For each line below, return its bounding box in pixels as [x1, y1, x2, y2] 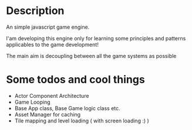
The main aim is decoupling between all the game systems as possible [6, 52, 177, 59]
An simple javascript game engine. [6, 23, 90, 30]
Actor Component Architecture [14, 92, 89, 99]
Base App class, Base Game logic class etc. [14, 104, 120, 112]
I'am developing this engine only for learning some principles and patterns [6, 35, 186, 42]
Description [6, 4, 65, 18]
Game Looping [14, 98, 50, 105]
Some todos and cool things [6, 73, 145, 86]
